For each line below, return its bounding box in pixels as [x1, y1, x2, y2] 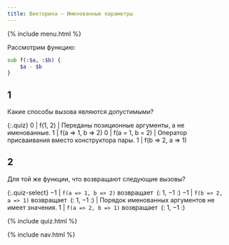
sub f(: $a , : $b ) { [7, 57, 61, 64]
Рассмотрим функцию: [7, 43, 76, 51]
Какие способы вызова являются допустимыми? [7, 108, 154, 116]
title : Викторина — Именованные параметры [7, 10, 133, 17]
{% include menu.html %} [7, 29, 82, 38]
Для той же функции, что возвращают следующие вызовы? [7, 174, 186, 183]
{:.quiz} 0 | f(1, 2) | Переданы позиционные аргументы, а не [7, 121, 185, 129]
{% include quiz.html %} [7, 216, 78, 225]
